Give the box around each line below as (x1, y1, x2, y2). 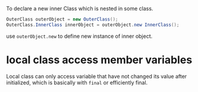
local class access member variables (6, 53, 193, 67)
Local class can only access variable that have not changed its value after (6, 73, 187, 80)
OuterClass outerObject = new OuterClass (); (6, 17, 118, 22)
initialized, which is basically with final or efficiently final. (6, 79, 148, 86)
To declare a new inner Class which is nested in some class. (6, 5, 153, 12)
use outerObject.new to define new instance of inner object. (6, 32, 153, 40)
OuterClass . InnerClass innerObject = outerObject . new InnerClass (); (6, 22, 180, 28)
